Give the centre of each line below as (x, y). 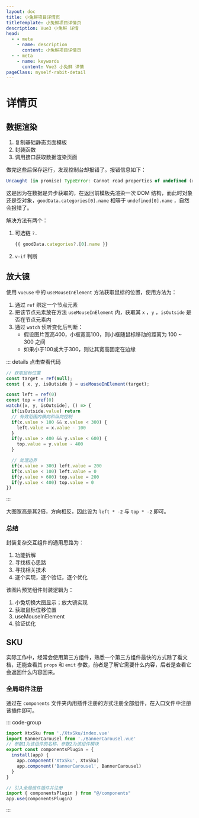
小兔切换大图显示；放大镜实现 (51, 602)
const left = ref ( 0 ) (32, 394)
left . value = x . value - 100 (51, 428)
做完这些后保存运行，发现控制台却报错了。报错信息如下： (76, 170)
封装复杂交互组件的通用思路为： (45, 542)
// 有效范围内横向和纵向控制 (42, 416)
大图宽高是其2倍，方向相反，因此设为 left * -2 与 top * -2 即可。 (88, 511)
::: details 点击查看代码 (33, 361)
